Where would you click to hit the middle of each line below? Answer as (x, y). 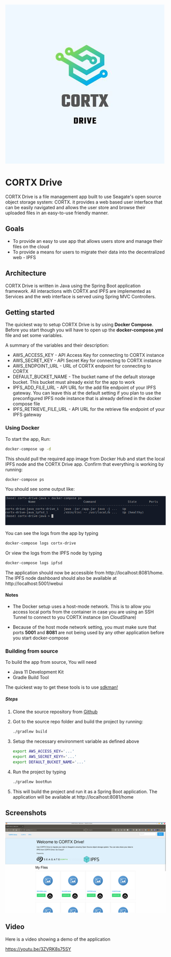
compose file (26, 404)
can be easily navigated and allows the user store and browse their (76, 207)
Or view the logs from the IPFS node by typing (54, 553)
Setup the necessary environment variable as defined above (76, 741)
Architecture (26, 274)
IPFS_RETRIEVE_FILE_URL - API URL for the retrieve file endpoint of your (89, 409)
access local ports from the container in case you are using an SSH (83, 612)
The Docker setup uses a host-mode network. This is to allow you (82, 606)
